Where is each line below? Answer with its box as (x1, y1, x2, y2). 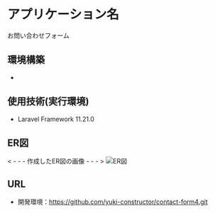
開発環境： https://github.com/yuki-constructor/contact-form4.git (17, 197, 208, 206)
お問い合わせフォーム (7, 31, 70, 40)
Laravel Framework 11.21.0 (17, 115, 94, 123)
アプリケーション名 (7, 6, 119, 23)
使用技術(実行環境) (7, 96, 89, 108)
